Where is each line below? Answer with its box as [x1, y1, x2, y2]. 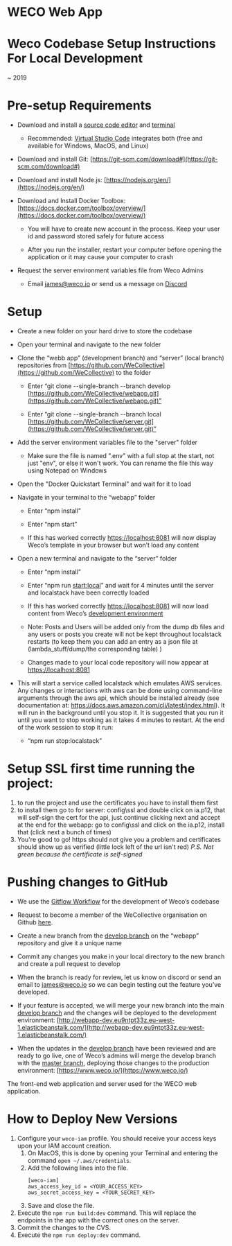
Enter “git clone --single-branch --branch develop [27, 382, 171, 390]
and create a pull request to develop [17, 959, 121, 967]
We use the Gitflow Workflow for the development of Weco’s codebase [17, 897, 220, 905]
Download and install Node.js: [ [17, 176, 107, 184]
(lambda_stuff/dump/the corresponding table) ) [27, 645, 163, 653]
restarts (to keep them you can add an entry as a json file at [27, 638, 198, 645]
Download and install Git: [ [17, 155, 93, 164]
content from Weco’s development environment [27, 609, 163, 617]
